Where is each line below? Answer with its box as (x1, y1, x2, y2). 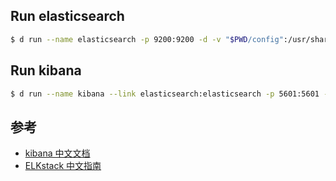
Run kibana (10, 62, 82, 79)
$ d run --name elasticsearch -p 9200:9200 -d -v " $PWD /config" (10, 34, 284, 44)
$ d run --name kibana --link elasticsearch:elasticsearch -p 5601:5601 (10, 89, 320, 99)
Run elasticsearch (10, 8, 125, 25)
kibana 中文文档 (24, 147, 91, 159)
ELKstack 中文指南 (24, 160, 102, 172)
